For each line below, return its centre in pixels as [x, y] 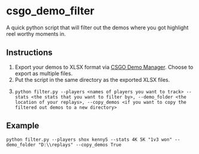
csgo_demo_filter [50, 11]
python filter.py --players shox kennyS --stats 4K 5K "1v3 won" [89, 139]
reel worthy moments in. [36, 33]
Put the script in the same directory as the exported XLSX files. [92, 79]
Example [23, 126]
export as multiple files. [44, 73]
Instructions [29, 53]
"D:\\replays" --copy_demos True [79, 144]
